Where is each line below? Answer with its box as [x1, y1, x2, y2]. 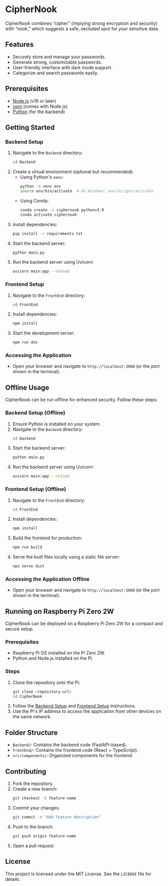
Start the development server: [12, 330, 75, 336]
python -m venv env [20, 184, 62, 189]
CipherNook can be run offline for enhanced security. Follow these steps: [5, 397, 158, 403]
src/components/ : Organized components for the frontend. [12, 753, 134, 759]
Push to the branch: [12, 823, 54, 829]
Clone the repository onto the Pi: [12, 679, 80, 685]
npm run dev [12, 340, 38, 345]
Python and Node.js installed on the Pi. [12, 655, 93, 661]
